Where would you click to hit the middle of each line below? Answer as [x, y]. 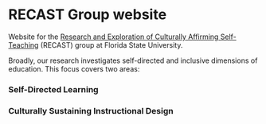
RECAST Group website [88, 15]
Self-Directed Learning [53, 89]
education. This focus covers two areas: [74, 68]
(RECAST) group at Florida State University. [111, 45]
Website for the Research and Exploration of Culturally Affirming [113, 37]
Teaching [23, 45]
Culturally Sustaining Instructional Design [91, 110]
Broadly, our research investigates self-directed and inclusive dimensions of [133, 60]
